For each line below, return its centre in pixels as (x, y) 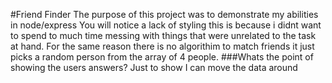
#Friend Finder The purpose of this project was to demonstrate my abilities (164, 14)
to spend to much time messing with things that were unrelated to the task (163, 35)
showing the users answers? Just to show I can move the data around (154, 67)
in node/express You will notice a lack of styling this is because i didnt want (166, 25)
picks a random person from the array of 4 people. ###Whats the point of (162, 57)
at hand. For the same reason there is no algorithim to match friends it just (162, 46)
